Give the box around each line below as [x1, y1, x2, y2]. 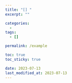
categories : [5, 21, 30, 26]
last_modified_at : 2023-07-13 [5, 70, 68, 76]
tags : [5, 30, 16, 35]
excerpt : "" [5, 12, 30, 17]
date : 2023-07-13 [5, 66, 41, 71]
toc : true [5, 52, 26, 57]
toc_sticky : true [5, 57, 41, 62]
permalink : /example [5, 43, 48, 48]
